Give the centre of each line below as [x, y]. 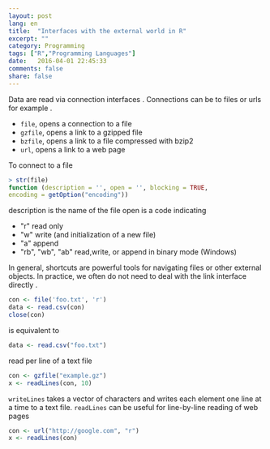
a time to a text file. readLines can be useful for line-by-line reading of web [133, 407]
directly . [23, 285]
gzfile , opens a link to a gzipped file [81, 132]
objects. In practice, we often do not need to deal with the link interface [128, 276]
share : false [30, 76]
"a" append [39, 243]
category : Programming [47, 46]
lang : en [23, 24]
